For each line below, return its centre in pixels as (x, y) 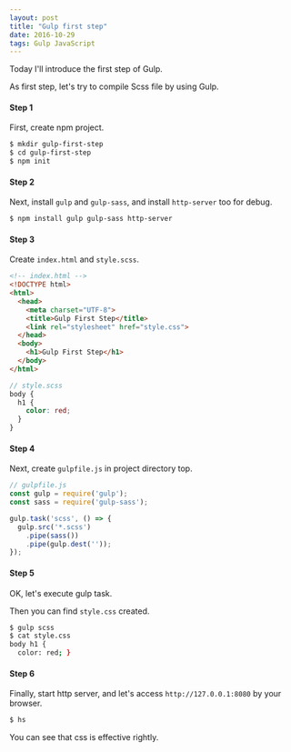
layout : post (34, 18)
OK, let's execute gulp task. (61, 593)
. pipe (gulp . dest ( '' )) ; (69, 544)
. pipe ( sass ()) (52, 536)
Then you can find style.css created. (80, 611)
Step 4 (22, 448)
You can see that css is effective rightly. (84, 737)
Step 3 (22, 239)
